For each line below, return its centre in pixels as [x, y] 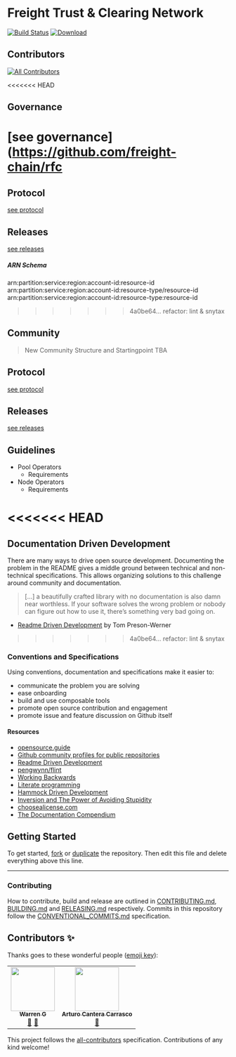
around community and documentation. [64, 583]
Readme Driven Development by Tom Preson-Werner [94, 625]
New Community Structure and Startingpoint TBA [96, 350]
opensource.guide [44, 747]
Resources [24, 732]
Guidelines [31, 450]
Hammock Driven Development [63, 792]
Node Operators [41, 482]
